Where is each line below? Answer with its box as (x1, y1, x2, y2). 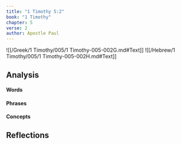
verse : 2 (6, 25, 28, 31)
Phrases (6, 99, 27, 106)
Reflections (6, 130, 50, 140)
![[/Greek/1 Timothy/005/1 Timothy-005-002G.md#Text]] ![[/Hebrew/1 (6, 46, 176, 53)
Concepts (6, 113, 31, 120)
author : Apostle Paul (6, 31, 60, 36)
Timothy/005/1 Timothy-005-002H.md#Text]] (6, 53, 117, 60)
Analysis (6, 70, 40, 80)
